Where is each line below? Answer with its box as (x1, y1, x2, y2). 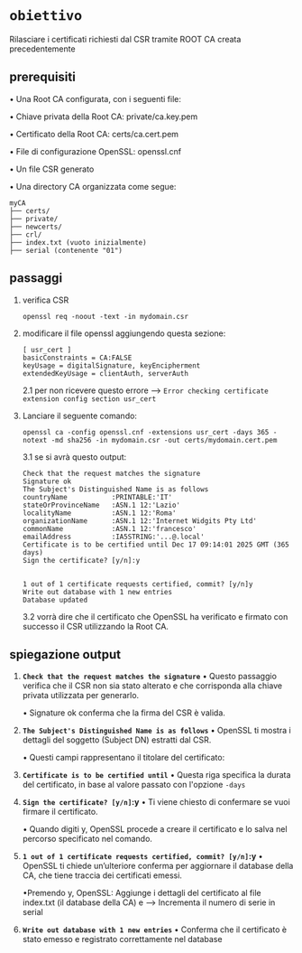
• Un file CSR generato (9, 164, 95, 174)
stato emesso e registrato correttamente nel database (22, 934, 223, 945)
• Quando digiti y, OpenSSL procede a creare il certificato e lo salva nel (22, 824, 288, 835)
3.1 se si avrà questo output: (22, 451, 127, 462)
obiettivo (9, 7, 83, 24)
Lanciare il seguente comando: (22, 410, 138, 421)
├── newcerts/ (9, 222, 63, 231)
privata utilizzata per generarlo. (22, 690, 140, 701)
